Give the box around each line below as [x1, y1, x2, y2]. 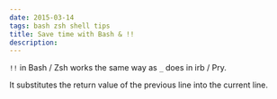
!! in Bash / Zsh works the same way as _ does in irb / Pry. [9, 62, 227, 73]
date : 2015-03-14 [9, 12, 75, 22]
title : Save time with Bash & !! [9, 29, 135, 38]
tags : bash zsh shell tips [9, 21, 111, 30]
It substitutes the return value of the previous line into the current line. [9, 79, 268, 90]
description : [9, 37, 58, 47]
